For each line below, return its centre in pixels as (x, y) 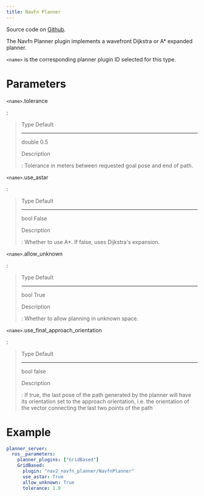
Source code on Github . (36, 29)
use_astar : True (43, 477)
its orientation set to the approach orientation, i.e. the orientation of (105, 401)
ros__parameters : (34, 454)
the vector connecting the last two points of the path (87, 408)
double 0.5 (35, 142)
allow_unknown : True (48, 482)
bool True (33, 295)
